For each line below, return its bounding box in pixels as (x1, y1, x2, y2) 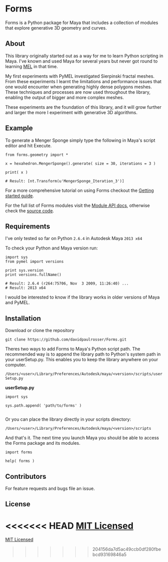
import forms (5, 450, 33, 455)
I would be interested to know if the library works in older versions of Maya (5, 294, 160, 301)
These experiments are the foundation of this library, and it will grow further (5, 104, 161, 110)
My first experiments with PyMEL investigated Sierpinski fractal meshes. (5, 73, 154, 79)
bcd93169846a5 (92, 551, 127, 557)
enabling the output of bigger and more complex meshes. (5, 94, 124, 100)
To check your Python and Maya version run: (5, 245, 98, 251)
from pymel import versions (5, 259, 64, 264)
